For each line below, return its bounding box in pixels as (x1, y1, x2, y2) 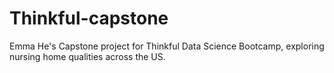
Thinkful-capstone (9, 7, 169, 30)
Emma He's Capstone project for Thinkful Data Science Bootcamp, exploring (9, 40, 325, 52)
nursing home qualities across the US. (9, 50, 166, 62)
